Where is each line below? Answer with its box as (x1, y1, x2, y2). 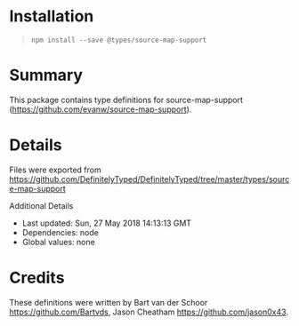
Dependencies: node (21, 227, 100, 237)
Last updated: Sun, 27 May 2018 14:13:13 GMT (21, 218, 192, 228)
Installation (9, 6, 94, 27)
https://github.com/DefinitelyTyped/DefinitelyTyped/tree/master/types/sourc (9, 173, 290, 184)
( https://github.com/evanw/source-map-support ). (9, 104, 192, 115)
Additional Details (9, 200, 74, 211)
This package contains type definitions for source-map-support (9, 94, 243, 105)
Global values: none (21, 236, 95, 247)
